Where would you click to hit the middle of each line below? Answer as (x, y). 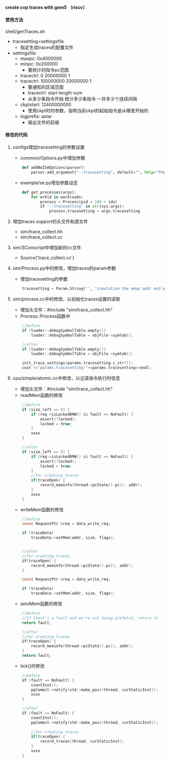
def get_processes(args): (49, 192)
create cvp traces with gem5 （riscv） (46, 7)
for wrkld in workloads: (57, 197)
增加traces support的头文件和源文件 (50, 222)
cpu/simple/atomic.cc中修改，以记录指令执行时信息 (66, 378)
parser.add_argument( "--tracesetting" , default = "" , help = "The (98, 172)
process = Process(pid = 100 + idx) (79, 202)
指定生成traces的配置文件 (47, 47)
